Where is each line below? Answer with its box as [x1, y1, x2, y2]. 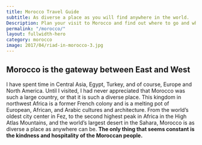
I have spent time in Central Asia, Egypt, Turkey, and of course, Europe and [6, 81, 192, 88]
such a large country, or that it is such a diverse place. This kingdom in [6, 93, 182, 100]
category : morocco [6, 37, 52, 43]
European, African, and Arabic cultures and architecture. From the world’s [6, 106, 189, 113]
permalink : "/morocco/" [6, 25, 66, 32]
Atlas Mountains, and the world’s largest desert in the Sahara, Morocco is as [6, 119, 195, 126]
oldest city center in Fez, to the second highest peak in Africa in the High [6, 113, 187, 120]
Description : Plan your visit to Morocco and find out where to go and [6, 20, 189, 26]
